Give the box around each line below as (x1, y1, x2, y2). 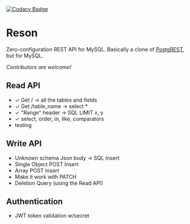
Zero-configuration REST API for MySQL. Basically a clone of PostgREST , (6, 46, 185, 53)
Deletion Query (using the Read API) (14, 179, 104, 186)
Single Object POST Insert (14, 160, 79, 168)
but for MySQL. (6, 52, 43, 59)
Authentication (6, 196, 63, 206)
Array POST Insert (14, 167, 59, 174)
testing (14, 121, 32, 128)
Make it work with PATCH (14, 173, 77, 180)
